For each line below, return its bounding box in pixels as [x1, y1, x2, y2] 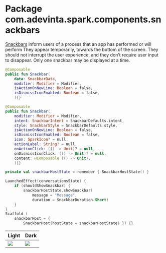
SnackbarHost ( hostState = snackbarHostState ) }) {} [23, 221, 134, 226]
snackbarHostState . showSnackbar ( [23, 188, 93, 193]
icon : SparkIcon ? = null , [14, 137, 69, 142]
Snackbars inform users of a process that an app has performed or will [5, 41, 151, 47]
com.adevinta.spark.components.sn [5, 14, 161, 25]
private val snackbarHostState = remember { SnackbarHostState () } [5, 169, 149, 174]
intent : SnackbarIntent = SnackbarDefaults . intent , [14, 118, 124, 123]
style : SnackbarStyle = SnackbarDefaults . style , [14, 123, 118, 128]
